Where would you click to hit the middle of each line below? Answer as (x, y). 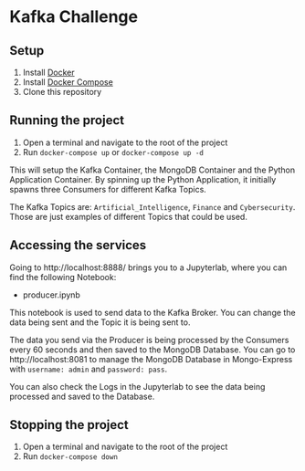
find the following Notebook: (63, 277)
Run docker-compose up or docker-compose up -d (113, 152)
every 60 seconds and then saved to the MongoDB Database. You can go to (152, 350)
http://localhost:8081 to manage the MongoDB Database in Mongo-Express (151, 359)
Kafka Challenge (74, 17)
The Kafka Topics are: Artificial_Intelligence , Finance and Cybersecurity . (152, 206)
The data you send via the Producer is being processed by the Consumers (149, 340)
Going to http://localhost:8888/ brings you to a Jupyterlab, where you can (148, 267)
